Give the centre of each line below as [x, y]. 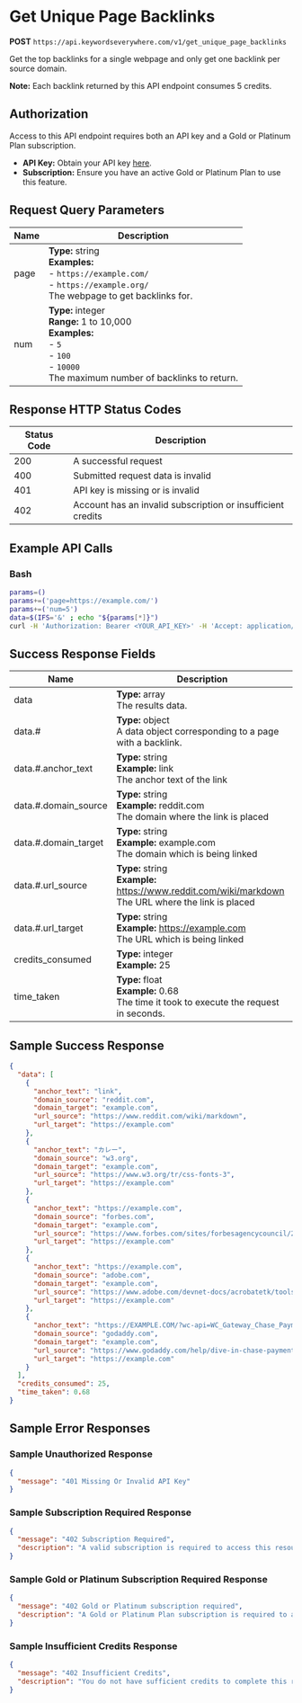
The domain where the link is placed [193, 817]
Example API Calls [61, 548]
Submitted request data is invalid [142, 476]
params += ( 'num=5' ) [44, 609]
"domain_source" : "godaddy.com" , [96, 1334]
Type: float [139, 980]
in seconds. [141, 1013]
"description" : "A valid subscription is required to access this [144, 1548]
